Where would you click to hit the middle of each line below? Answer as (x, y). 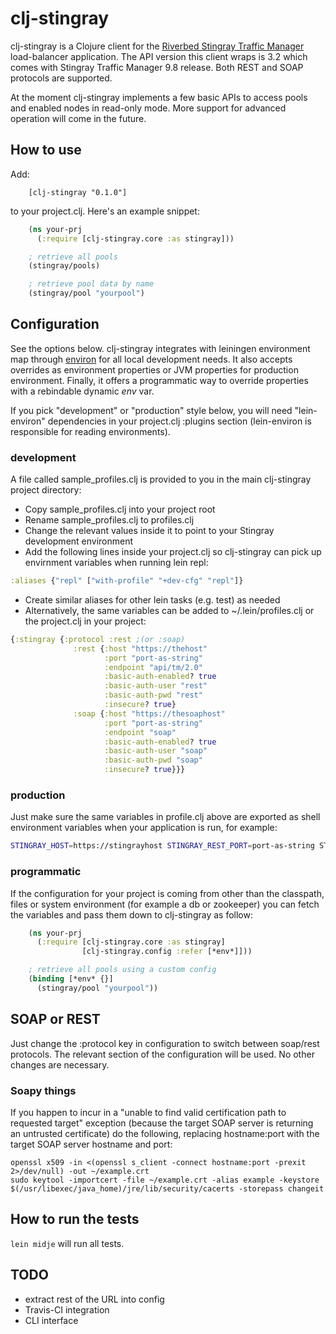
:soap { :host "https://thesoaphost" (149, 713)
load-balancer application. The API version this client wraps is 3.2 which (159, 56)
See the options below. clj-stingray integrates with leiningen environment (160, 348)
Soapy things (43, 1090)
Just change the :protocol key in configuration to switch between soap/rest (165, 1043)
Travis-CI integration (67, 1309)
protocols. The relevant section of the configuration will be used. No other (162, 1054)
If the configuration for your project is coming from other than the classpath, (167, 893)
